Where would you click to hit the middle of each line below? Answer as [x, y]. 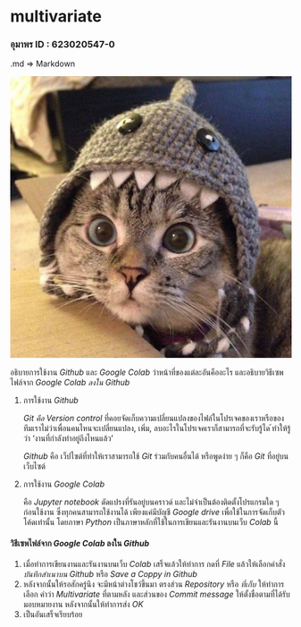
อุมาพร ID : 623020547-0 [63, 45]
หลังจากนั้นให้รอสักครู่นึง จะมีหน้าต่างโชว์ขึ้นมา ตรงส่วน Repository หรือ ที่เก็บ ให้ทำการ [154, 584]
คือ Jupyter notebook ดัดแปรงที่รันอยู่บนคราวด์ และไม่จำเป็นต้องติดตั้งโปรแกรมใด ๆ [151, 502]
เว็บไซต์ [34, 466]
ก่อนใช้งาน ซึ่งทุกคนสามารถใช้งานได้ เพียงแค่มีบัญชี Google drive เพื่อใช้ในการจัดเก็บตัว [154, 513]
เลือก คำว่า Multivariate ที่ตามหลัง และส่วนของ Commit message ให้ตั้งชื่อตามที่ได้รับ [157, 594]
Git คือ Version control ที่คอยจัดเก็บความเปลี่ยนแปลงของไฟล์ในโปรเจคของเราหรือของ [154, 419]
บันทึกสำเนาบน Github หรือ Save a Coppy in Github [110, 573]
